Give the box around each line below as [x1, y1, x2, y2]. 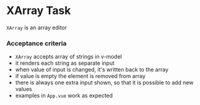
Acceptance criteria [6, 39, 67, 48]
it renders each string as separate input [15, 59, 115, 67]
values [15, 85, 32, 93]
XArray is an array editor [6, 24, 67, 31]
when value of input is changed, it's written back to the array [15, 66, 169, 73]
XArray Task [6, 4, 72, 18]
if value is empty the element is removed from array [15, 73, 146, 80]
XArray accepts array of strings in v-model [15, 53, 122, 60]
